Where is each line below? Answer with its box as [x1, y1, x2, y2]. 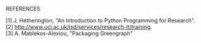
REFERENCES [6, 5, 40, 12]
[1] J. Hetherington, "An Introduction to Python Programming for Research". [6, 17, 195, 24]
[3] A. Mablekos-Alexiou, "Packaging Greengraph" [6, 30, 133, 37]
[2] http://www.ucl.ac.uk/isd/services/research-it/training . [6, 24, 153, 30]
